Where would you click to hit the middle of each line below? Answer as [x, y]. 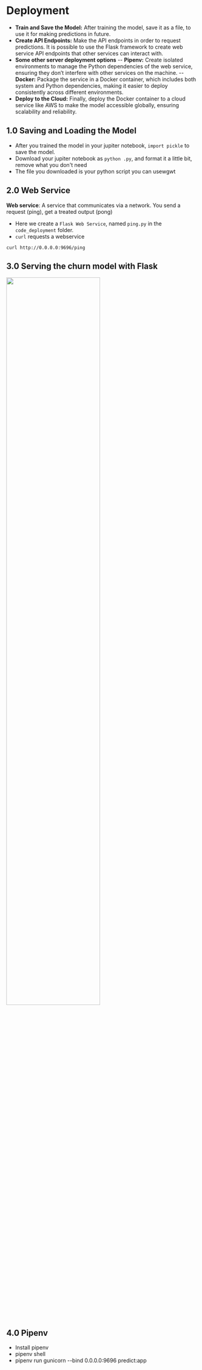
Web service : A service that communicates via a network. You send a [93, 205]
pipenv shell [30, 1354]
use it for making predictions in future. [63, 34]
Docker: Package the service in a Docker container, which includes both [106, 79]
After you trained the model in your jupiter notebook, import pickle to [102, 145]
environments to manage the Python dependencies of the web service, [104, 66]
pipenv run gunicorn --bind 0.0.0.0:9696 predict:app [81, 1361]
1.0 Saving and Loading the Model [71, 131]
